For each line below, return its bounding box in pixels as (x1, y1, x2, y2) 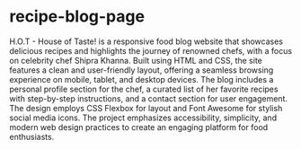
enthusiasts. (9, 131, 55, 142)
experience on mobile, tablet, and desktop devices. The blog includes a (9, 74, 274, 84)
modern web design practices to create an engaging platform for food (9, 121, 269, 132)
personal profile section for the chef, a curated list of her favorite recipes (9, 83, 279, 94)
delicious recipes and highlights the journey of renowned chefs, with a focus (9, 45, 293, 56)
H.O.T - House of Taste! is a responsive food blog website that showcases (9, 36, 283, 47)
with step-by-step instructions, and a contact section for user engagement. (9, 92, 288, 104)
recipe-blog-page (9, 6, 146, 27)
